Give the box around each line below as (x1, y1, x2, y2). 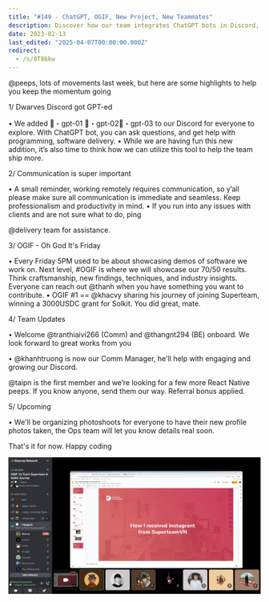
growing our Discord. (8, 363, 78, 371)
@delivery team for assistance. (8, 225, 110, 235)
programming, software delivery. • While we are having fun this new (8, 136, 234, 146)
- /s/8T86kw (15, 55, 56, 63)
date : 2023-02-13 (8, 30, 66, 38)
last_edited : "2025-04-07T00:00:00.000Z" (8, 38, 149, 46)
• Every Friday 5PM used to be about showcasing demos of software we (8, 256, 248, 266)
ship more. (8, 153, 44, 163)
